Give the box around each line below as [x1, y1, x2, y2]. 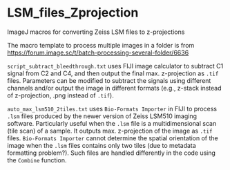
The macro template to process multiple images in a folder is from [7, 41, 195, 49]
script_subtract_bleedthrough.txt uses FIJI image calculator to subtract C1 [7, 62, 224, 70]
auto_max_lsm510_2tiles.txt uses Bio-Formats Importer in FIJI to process [7, 104, 218, 113]
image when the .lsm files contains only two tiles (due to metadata [7, 141, 197, 149]
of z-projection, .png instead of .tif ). [7, 91, 114, 100]
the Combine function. [7, 155, 67, 164]
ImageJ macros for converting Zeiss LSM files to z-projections [7, 28, 185, 36]
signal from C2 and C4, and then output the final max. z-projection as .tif [7, 69, 219, 77]
